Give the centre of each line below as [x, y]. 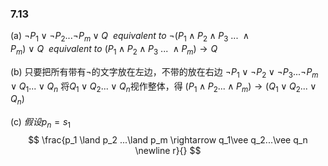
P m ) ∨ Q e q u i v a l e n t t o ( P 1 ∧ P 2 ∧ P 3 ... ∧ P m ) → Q [114, 50]
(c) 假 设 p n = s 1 [41, 123]
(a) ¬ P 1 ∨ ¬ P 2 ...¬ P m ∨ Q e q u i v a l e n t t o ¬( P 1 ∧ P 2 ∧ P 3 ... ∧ [130, 37]
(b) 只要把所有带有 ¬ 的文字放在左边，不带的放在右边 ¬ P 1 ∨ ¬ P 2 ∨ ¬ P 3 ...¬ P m [164, 72]
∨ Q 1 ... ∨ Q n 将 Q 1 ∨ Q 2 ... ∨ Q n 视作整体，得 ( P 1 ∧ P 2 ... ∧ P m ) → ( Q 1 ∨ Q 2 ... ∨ [163, 87]
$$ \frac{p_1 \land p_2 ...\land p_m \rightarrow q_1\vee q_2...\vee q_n [168, 140]
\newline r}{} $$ [168, 151]
